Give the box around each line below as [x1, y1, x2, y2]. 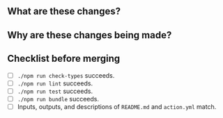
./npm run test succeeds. [17, 87, 93, 95]
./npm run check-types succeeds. [17, 71, 115, 79]
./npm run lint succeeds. [17, 79, 93, 87]
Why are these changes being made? [7, 29, 172, 41]
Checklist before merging [7, 53, 121, 65]
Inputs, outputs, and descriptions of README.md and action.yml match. [17, 102, 217, 110]
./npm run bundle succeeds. [17, 94, 100, 103]
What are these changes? [7, 6, 121, 17]
